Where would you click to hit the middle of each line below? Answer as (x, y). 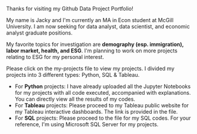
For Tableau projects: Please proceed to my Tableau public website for (102, 105)
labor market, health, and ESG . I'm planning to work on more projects (92, 51)
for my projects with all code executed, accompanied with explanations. (103, 93)
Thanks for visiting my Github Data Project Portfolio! (70, 9)
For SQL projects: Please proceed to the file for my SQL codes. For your (103, 118)
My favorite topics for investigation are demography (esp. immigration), (95, 44)
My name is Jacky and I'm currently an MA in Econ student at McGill (90, 20)
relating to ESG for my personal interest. (55, 57)
